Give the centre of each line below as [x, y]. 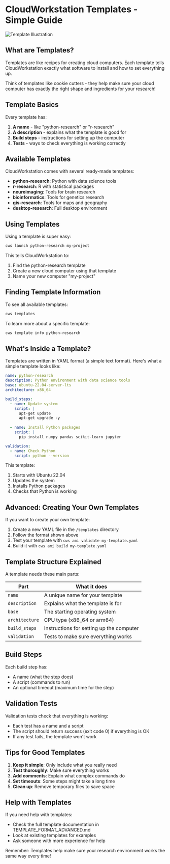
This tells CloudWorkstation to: [37, 256]
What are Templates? [40, 50]
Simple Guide [34, 20]
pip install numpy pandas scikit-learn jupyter [70, 437]
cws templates [20, 314]
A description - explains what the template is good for [70, 132]
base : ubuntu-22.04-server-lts [38, 385]
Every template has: [26, 117]
